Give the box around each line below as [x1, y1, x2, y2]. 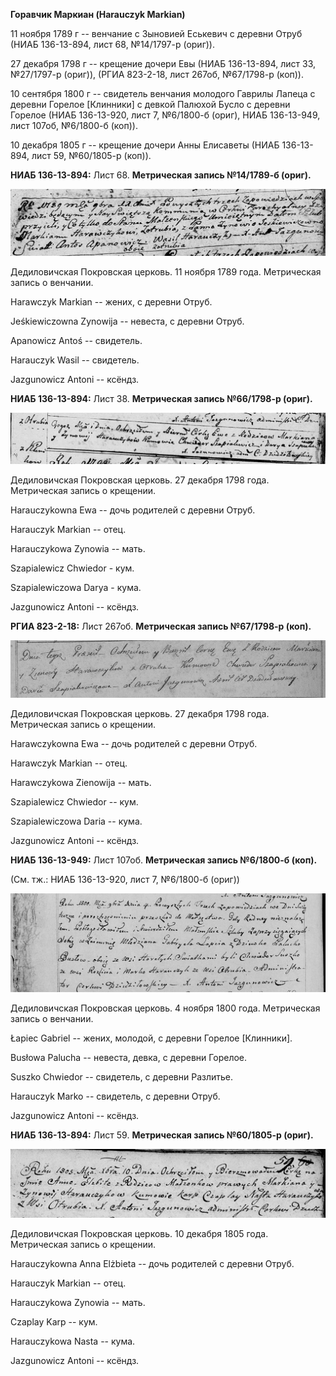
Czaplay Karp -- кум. [10, 1315, 98, 1328]
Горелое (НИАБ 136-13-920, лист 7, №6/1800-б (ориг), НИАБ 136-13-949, [10, 109, 321, 121]
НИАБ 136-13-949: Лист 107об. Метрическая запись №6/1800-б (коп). [10, 854, 318, 866]
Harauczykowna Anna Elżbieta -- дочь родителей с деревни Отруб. [10, 1257, 295, 1269]
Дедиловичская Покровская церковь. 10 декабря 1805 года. [10, 1227, 269, 1239]
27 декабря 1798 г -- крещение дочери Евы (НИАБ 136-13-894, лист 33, [10, 58, 317, 69]
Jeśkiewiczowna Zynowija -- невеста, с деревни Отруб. [10, 315, 245, 327]
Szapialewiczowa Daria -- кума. [10, 815, 143, 827]
